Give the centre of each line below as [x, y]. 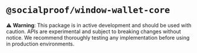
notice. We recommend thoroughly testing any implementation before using [98, 37]
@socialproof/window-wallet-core [88, 10]
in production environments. [40, 44]
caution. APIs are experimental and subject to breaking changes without [93, 31]
